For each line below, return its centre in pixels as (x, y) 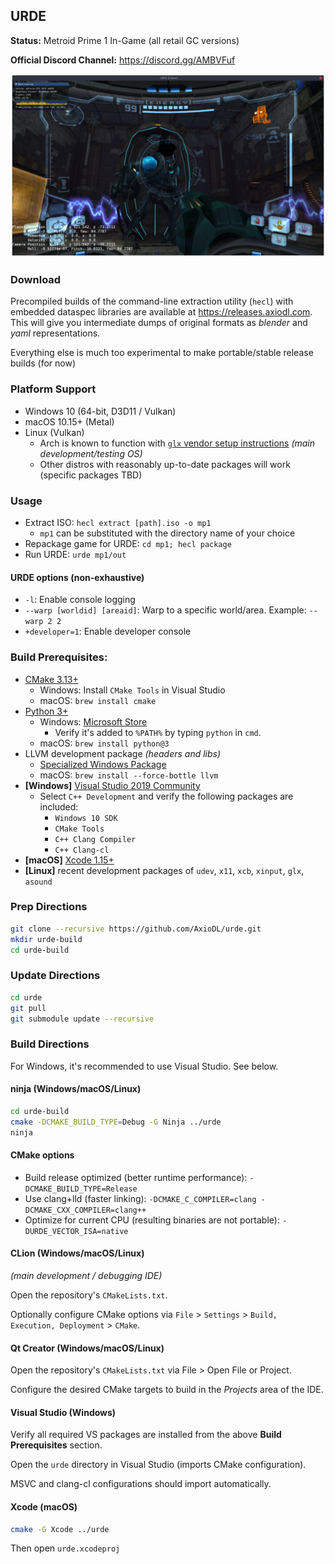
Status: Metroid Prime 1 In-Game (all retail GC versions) (125, 40)
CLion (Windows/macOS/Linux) (77, 1253)
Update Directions (55, 976)
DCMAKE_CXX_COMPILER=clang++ (85, 1210)
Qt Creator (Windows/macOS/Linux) (87, 1348)
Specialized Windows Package (103, 764)
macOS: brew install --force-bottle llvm (129, 775)
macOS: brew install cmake (98, 700)
